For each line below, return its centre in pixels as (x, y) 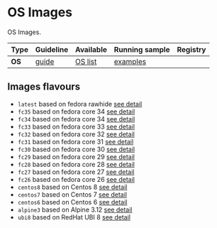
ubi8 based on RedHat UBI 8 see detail (74, 217)
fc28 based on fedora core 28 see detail (76, 164)
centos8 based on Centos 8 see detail (72, 187)
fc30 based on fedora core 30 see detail (76, 149)
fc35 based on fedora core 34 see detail (76, 112)
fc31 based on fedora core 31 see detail (76, 141)
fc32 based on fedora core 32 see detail (76, 134)
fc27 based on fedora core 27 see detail (76, 172)
